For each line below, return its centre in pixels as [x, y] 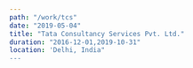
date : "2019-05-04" [45, 26]
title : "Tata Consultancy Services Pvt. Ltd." [97, 34]
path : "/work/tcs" [43, 17]
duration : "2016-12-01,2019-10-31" [75, 42]
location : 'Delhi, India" [57, 50]
